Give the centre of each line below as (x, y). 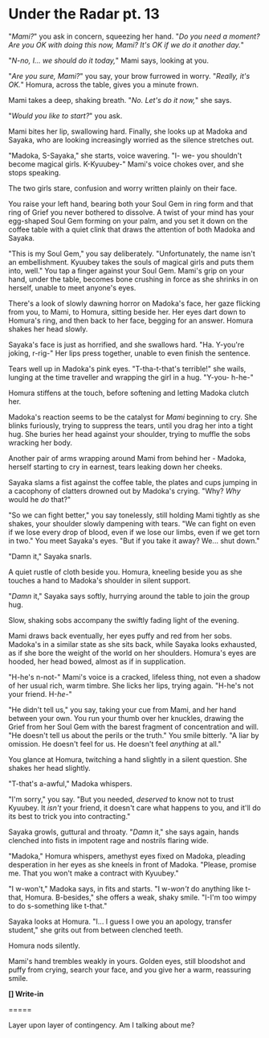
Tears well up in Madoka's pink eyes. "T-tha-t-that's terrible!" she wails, (127, 369)
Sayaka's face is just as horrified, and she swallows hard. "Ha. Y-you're (126, 344)
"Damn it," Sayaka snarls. (50, 556)
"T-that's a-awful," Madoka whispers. (70, 783)
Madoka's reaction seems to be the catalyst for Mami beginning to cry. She (133, 417)
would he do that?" (40, 499)
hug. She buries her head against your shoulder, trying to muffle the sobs (129, 434)
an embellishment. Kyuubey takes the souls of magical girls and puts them (131, 262)
